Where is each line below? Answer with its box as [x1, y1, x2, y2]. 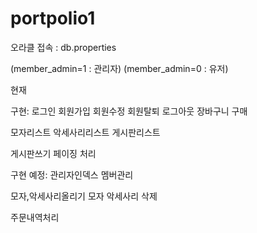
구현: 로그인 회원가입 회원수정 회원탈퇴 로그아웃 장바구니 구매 [10, 105, 248, 117]
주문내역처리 [10, 211, 60, 223]
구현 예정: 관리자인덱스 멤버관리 [10, 168, 134, 181]
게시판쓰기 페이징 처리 [10, 147, 97, 159]
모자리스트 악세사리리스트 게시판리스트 [10, 126, 161, 138]
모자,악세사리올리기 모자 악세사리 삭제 [10, 190, 158, 202]
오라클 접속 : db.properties [10, 41, 117, 53]
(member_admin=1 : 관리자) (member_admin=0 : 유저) [10, 62, 229, 74]
